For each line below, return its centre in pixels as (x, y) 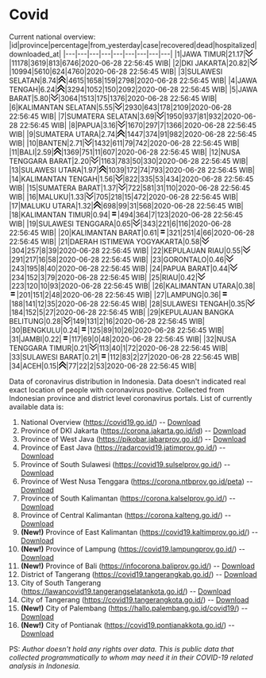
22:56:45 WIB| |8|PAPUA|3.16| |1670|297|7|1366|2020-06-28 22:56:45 (138, 125)
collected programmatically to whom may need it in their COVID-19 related (131, 657)
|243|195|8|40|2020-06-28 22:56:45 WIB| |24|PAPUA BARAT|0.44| (120, 268)
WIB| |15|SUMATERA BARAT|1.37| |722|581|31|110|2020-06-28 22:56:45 (130, 188)
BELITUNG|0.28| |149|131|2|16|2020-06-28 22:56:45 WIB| (107, 321)
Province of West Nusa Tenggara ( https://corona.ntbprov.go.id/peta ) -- (137, 481)
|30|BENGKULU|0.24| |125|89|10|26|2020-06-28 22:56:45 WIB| (117, 330)
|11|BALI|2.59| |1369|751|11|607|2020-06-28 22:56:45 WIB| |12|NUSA (125, 152)
